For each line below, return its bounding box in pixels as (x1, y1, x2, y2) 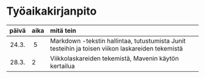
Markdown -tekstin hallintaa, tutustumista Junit (49, 37, 186, 45)
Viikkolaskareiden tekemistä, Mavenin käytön (49, 54, 179, 62)
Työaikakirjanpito (6, 4, 97, 18)
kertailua (49, 62, 75, 70)
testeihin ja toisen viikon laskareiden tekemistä (49, 44, 183, 52)
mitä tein (49, 26, 76, 35)
